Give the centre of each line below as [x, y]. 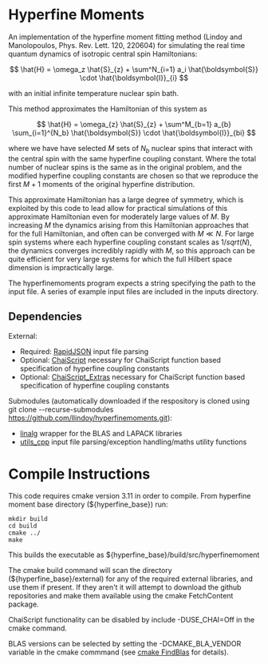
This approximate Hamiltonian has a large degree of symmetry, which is [126, 199]
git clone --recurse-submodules [61, 409]
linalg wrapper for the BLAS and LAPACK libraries [101, 433]
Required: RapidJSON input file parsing [84, 351]
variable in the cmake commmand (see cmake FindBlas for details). [118, 652]
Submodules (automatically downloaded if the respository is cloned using [129, 400]
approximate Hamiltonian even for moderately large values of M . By [119, 217]
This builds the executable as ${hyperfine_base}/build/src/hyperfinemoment [134, 555]
